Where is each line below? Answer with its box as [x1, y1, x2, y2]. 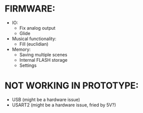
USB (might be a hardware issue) [11, 96, 80, 102]
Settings [19, 62, 37, 68]
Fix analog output [19, 25, 55, 31]
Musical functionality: [11, 36, 56, 42]
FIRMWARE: [4, 3, 55, 15]
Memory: [11, 46, 31, 52]
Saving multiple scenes [19, 51, 67, 58]
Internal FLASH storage [19, 57, 68, 63]
